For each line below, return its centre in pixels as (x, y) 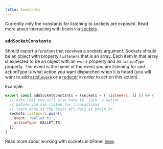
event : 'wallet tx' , (35, 118)
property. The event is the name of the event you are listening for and (75, 66)
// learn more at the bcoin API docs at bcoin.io (61, 109)
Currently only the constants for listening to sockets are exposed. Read (77, 24)
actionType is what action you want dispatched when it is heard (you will (78, 72)
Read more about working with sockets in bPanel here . (60, 141)
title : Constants (23, 10)
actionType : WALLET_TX (37, 123)
